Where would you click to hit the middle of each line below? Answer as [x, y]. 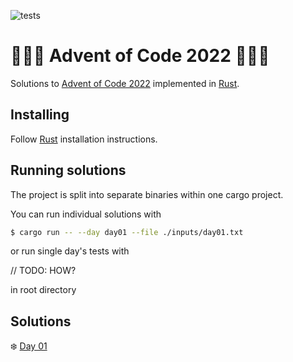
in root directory [43, 290]
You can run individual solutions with [86, 214]
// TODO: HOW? [43, 271]
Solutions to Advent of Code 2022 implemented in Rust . [125, 83]
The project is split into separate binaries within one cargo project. [147, 194]
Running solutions [68, 170]
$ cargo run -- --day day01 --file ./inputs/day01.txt [127, 232]
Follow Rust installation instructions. [84, 139]
